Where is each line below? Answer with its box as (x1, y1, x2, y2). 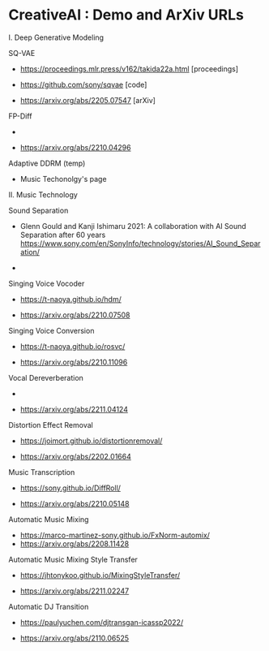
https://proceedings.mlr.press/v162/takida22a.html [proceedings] (19, 63, 239, 74)
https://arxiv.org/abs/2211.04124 (19, 404, 128, 414)
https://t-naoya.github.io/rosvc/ (19, 341, 126, 351)
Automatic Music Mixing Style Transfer (8, 554, 138, 564)
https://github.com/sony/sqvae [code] (19, 80, 147, 89)
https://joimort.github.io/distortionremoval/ (19, 436, 163, 446)
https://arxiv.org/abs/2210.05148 (19, 498, 130, 508)
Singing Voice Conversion (8, 325, 95, 335)
